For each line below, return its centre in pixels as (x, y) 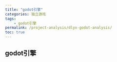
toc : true (15, 32)
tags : (10, 19)
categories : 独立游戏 (26, 14)
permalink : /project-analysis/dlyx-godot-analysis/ (58, 28)
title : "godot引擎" (24, 10)
